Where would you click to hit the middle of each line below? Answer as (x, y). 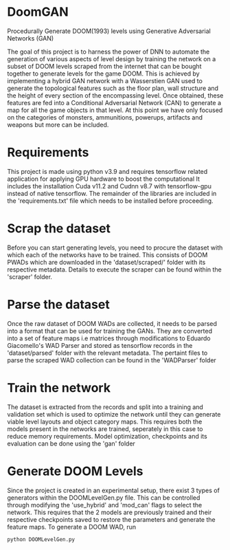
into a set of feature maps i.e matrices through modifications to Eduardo (109, 338)
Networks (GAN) (31, 38)
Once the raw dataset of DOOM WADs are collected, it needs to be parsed (112, 323)
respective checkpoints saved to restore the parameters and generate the (111, 519)
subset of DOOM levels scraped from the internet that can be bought (104, 66)
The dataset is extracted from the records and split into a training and (105, 407)
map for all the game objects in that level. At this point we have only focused (115, 110)
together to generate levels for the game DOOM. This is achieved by (104, 74)
